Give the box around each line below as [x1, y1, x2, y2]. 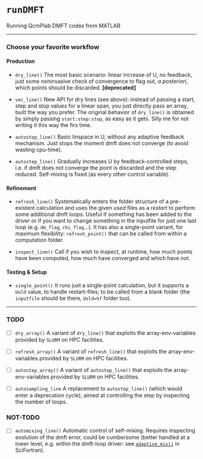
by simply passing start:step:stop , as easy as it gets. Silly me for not [14, 115, 189, 122]
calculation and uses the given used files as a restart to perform [36, 204, 195, 212]
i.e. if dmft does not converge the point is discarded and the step [14, 164, 177, 172]
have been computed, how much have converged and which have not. [14, 255, 190, 262]
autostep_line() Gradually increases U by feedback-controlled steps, [14, 158, 189, 165]
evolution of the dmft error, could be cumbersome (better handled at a [14, 434, 190, 441]
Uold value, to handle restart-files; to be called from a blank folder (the [14, 288, 190, 296]
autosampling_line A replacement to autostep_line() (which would [14, 385, 182, 392]
